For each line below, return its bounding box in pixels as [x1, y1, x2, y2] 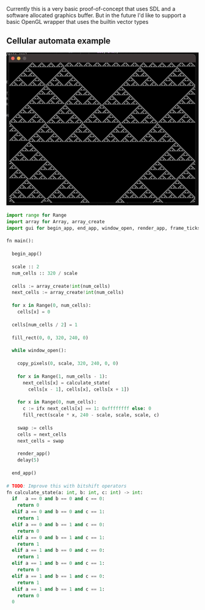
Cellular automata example [6, 36, 111, 46]
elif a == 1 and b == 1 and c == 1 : [12, 586, 105, 592]
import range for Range [6, 212, 67, 218]
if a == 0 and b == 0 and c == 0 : [12, 496, 105, 502]
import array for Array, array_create [6, 218, 105, 225]
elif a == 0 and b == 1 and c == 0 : [12, 521, 105, 527]
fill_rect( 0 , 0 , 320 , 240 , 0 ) [12, 334, 88, 341]
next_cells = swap [17, 438, 64, 444]
